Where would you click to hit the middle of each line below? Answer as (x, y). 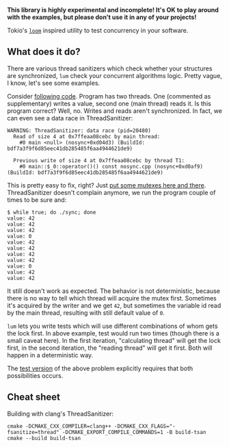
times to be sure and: (37, 200)
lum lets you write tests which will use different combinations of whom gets (112, 326)
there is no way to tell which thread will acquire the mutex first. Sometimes (112, 298)
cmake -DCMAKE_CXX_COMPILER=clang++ (59, 426)
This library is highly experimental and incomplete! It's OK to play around (113, 10)
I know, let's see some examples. (54, 83)
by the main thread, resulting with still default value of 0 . (86, 312)
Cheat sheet (33, 397)
